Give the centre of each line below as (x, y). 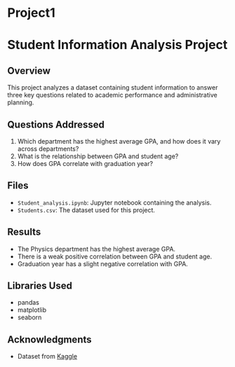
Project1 (32, 13)
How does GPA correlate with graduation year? (85, 164)
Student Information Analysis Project (117, 45)
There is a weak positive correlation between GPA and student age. (115, 256)
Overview (29, 70)
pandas (28, 303)
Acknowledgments (50, 339)
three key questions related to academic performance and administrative (112, 95)
